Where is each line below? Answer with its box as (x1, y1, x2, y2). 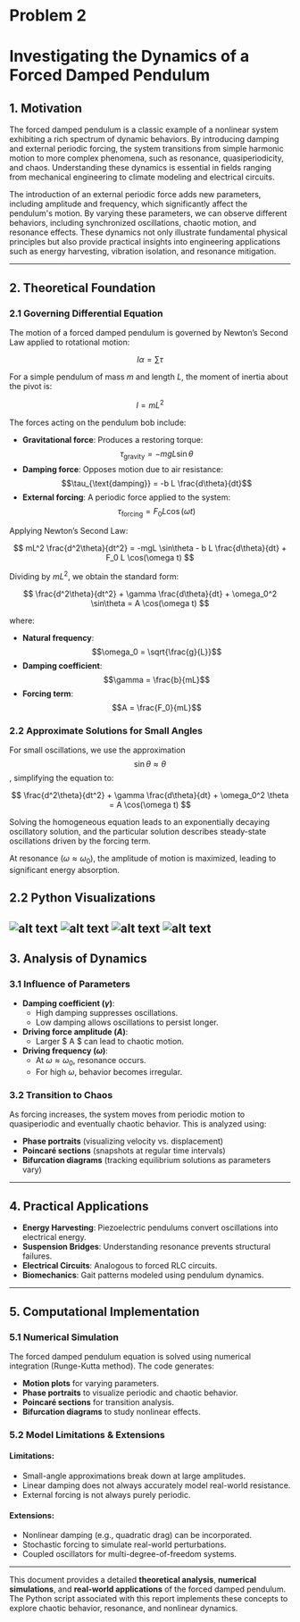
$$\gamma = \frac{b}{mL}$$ (103, 674, 211, 685)
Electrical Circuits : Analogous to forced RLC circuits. (21, 1260, 218, 1271)
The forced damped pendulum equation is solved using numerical (9, 1351, 252, 1361)
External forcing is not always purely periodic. (21, 1490, 191, 1501)
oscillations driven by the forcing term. (9, 836, 151, 846)
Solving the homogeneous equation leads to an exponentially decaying (9, 817, 271, 828)
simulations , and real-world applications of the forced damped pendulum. (9, 1584, 287, 1594)
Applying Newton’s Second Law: (9, 526, 129, 537)
